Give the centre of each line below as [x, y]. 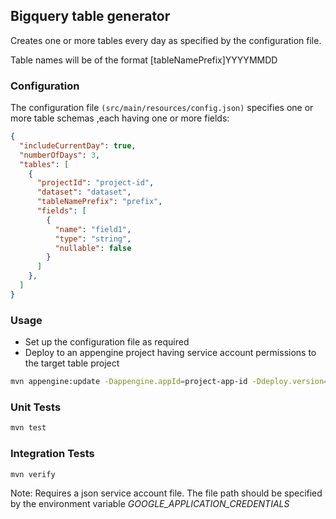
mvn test [28, 428]
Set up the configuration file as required [107, 342]
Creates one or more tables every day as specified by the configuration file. [166, 40]
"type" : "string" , [93, 239]
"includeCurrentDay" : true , [78, 145]
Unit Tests [36, 407]
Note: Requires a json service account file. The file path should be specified [166, 493]
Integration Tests [52, 454]
